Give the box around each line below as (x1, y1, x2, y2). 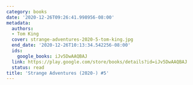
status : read (11, 64, 45, 71)
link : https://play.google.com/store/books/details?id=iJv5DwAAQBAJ (11, 59, 188, 65)
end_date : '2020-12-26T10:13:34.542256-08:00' (11, 42, 131, 48)
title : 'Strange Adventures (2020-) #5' (6, 70, 110, 76)
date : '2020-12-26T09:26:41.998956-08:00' (6, 14, 115, 20)
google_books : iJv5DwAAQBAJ (17, 53, 87, 59)
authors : (11, 25, 34, 32)
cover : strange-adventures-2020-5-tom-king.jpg (11, 37, 134, 42)
